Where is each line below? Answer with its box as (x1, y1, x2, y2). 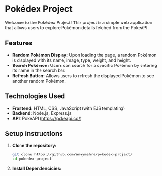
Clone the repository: (12, 143, 57, 149)
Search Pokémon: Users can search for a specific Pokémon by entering (12, 62, 157, 68)
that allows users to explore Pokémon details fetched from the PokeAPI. (5, 24, 149, 30)
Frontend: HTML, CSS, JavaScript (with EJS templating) (12, 105, 125, 111)
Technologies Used (5, 92, 65, 101)
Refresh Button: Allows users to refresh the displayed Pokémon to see (12, 72, 155, 79)
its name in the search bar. (12, 67, 66, 73)
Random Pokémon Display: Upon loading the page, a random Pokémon (12, 52, 157, 58)
